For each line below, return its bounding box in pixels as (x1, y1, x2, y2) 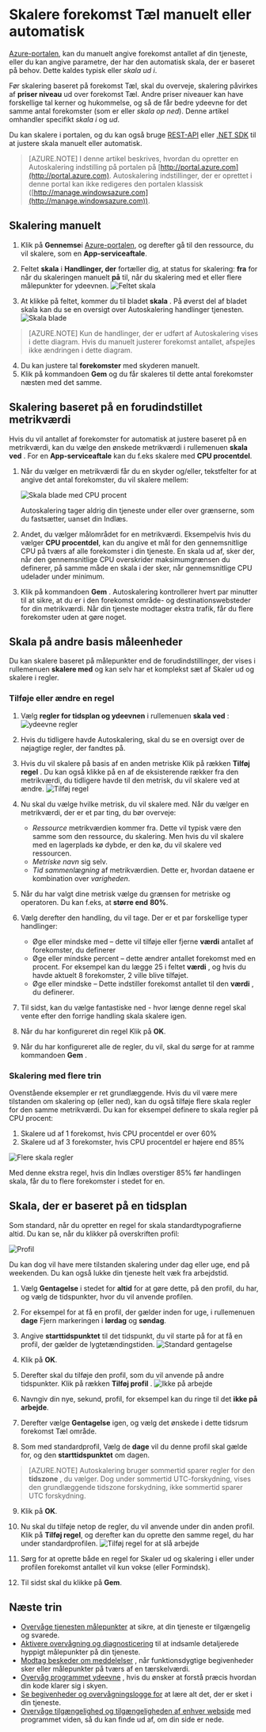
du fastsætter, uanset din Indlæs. (20, 514, 128, 523)
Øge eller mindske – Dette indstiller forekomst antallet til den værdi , (32, 979, 254, 988)
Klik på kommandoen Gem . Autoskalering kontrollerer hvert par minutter (20, 587, 258, 596)
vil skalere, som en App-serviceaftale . (20, 248, 147, 258)
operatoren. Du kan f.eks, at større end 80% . (20, 897, 169, 906)
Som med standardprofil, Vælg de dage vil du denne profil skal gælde (20, 1441, 248, 1451)
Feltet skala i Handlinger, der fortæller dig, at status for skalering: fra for (20, 264, 258, 273)
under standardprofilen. (20, 1538, 98, 1548)
